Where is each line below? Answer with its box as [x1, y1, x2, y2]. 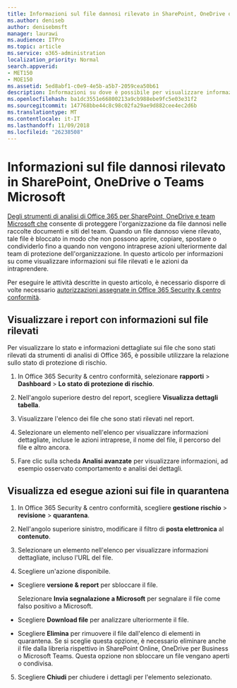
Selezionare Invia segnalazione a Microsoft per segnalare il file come [17, 594, 221, 603]
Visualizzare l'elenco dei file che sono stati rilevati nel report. [17, 414, 195, 423]
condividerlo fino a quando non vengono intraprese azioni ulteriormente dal [7, 242, 227, 251]
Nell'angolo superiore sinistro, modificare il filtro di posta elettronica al [17, 524, 224, 533]
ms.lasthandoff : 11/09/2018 [7, 121, 90, 129]
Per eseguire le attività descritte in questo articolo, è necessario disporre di [7, 278, 226, 286]
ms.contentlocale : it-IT [7, 115, 80, 122]
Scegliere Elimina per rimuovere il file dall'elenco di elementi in [17, 629, 201, 637]
